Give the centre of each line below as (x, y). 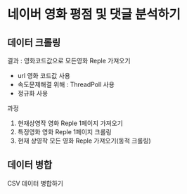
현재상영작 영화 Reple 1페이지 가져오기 (70, 123)
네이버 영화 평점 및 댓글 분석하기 (94, 14)
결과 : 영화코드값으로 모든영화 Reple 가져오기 (69, 61)
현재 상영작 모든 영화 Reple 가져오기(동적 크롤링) (84, 141)
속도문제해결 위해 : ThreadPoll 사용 (66, 84)
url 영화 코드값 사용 (44, 76)
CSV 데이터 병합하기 (35, 183)
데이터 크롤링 (34, 43)
